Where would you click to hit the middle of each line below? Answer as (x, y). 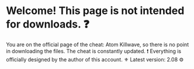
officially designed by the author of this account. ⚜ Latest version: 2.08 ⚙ (95, 59)
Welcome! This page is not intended (95, 11)
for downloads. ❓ (48, 24)
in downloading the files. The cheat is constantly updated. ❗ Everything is (94, 51)
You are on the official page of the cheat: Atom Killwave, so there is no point (97, 44)
